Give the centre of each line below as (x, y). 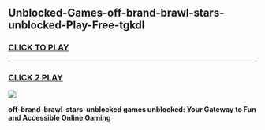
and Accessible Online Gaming (60, 117)
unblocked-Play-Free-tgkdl (77, 26)
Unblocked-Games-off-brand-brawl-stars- (116, 13)
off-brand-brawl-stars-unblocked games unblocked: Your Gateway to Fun (132, 109)
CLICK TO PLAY (39, 48)
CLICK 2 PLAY (35, 77)
